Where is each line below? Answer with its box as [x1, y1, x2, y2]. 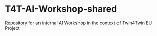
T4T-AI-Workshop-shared [5, 3, 117, 15]
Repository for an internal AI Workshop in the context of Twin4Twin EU [5, 20, 152, 26]
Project [5, 25, 20, 31]
